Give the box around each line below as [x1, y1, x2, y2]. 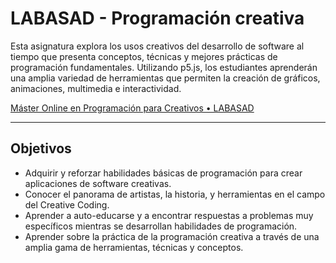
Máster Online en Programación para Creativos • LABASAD [10, 102, 255, 114]
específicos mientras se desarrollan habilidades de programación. [24, 220, 298, 232]
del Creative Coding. [24, 198, 110, 211]
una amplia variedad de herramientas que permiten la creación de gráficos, [10, 72, 321, 84]
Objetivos [10, 140, 72, 157]
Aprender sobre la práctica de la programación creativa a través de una [24, 230, 320, 242]
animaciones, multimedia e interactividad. [10, 82, 182, 94]
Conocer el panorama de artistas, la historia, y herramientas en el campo [24, 188, 326, 200]
